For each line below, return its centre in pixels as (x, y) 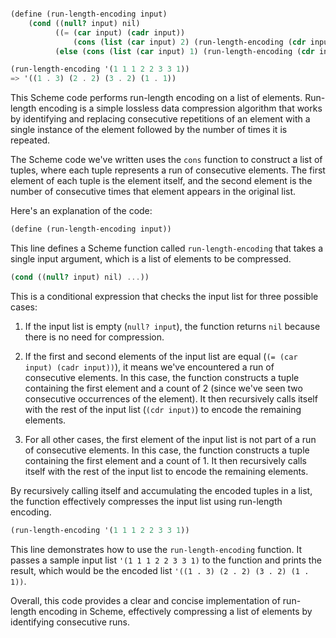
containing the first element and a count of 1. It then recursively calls (165, 460)
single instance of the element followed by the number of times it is (149, 130)
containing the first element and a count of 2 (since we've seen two (163, 388)
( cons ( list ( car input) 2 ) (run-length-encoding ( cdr (190, 42)
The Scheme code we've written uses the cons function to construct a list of (166, 160)
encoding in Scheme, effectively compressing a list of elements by (175, 611)
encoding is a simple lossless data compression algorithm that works (180, 108)
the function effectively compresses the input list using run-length (146, 501)
